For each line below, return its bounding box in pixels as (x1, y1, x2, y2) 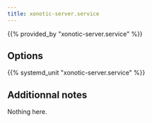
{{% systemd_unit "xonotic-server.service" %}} (7, 68, 146, 77)
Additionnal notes (7, 89, 88, 101)
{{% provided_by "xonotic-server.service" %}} (7, 30, 143, 38)
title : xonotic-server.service (7, 10, 100, 18)
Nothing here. (7, 108, 47, 116)
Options (7, 50, 44, 62)
